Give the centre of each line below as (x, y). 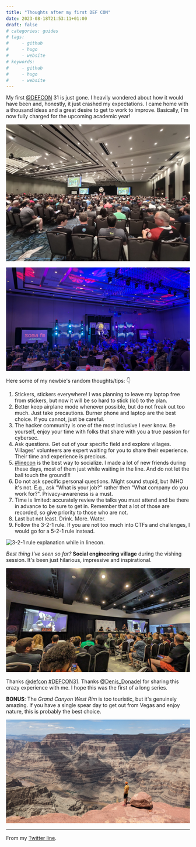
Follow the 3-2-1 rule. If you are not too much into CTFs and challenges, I (102, 525)
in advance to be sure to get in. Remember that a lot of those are (92, 506)
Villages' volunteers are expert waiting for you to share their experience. (101, 450)
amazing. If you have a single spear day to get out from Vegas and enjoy (93, 705)
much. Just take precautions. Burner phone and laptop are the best (95, 413)
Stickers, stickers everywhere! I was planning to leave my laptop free (97, 395)
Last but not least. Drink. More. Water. (60, 519)
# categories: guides (32, 31)
